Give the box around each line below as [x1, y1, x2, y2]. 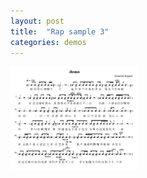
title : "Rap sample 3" [10, 26, 110, 37]
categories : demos [10, 37, 87, 47]
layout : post [10, 16, 65, 26]
